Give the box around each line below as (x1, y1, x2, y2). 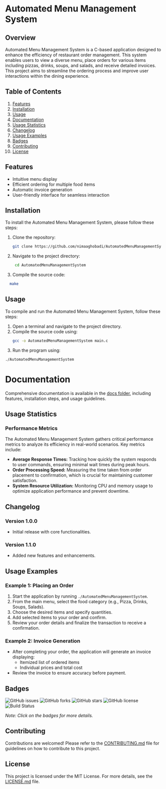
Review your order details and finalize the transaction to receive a (12, 620, 146, 626)
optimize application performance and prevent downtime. (12, 488, 130, 494)
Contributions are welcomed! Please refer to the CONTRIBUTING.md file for (5, 740, 160, 746)
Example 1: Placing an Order (5, 582, 74, 589)
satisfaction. (12, 478, 38, 484)
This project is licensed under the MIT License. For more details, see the (5, 773, 153, 779)
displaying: (12, 654, 35, 660)
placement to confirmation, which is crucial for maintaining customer (12, 472, 153, 478)
